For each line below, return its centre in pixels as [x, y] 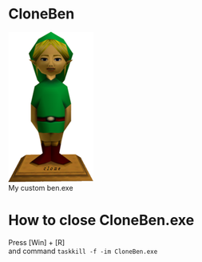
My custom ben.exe [41, 187]
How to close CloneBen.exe [101, 220]
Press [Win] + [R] [37, 242]
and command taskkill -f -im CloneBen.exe [83, 251]
